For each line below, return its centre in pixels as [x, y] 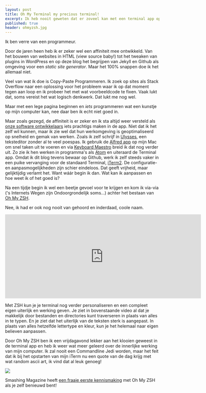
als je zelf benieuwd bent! [31, 385]
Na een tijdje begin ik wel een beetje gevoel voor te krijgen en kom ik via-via [82, 188]
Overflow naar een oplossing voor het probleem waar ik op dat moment [77, 87]
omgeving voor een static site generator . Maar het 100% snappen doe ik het [82, 67]
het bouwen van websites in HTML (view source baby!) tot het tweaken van [81, 56]
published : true [22, 23]
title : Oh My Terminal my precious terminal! [52, 14]
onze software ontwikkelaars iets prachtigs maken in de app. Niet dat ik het [81, 126]
